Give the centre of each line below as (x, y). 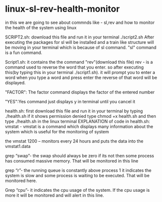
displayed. (15, 83)
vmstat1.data (18, 146)
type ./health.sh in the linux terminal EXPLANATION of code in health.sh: (77, 121)
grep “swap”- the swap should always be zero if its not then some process (80, 156)
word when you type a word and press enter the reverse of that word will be (81, 77)
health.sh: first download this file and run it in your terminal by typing (74, 111)
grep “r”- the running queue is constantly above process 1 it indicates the (78, 170)
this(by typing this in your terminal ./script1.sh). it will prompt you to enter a (80, 72)
